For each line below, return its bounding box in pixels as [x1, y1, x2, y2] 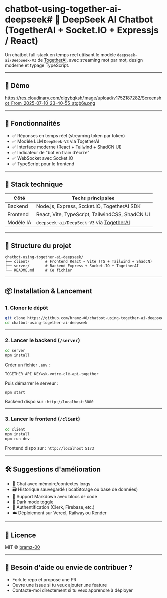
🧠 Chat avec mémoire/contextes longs [12, 481, 91, 487]
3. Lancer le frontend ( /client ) [5, 415, 80, 422]
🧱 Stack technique [5, 180, 63, 188]
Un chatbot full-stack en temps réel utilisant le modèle [5, 51, 116, 58]
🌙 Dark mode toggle [12, 499, 54, 505]
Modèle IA [7, 219, 32, 226]
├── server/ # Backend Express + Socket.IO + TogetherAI [5, 263, 139, 269]
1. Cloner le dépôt [5, 304, 48, 311]
